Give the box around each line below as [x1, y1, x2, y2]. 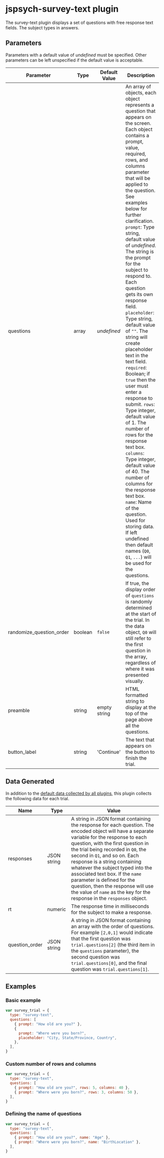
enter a [125, 389, 142, 395]
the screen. [125, 120, 151, 127]
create [125, 340, 140, 347]
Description [127, 72, 155, 79]
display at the [125, 704, 156, 711]
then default [125, 541, 153, 548]
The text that [125, 736, 155, 743]
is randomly [125, 598, 152, 605]
